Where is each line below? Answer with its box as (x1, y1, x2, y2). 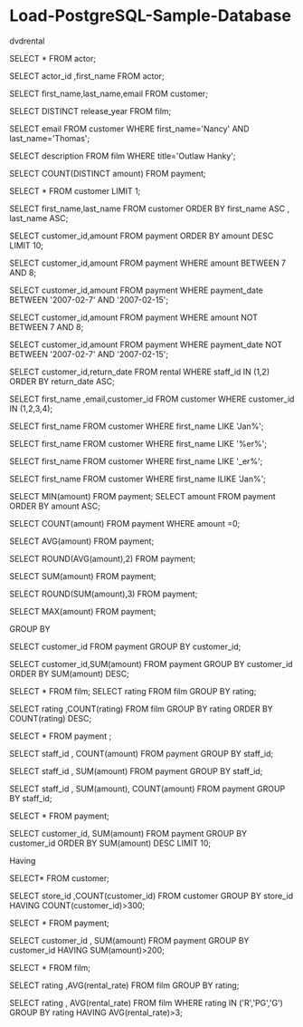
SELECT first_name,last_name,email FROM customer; (9, 88, 208, 99)
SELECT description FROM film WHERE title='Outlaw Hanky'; (9, 150, 236, 161)
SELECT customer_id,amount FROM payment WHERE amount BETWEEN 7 (9, 257, 287, 268)
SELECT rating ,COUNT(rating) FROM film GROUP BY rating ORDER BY (9, 703, 273, 714)
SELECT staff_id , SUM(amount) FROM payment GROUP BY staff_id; (9, 765, 263, 776)
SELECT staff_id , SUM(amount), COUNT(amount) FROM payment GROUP (9, 783, 286, 794)
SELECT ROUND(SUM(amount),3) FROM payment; (9, 588, 198, 599)
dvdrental (9, 35, 45, 46)
